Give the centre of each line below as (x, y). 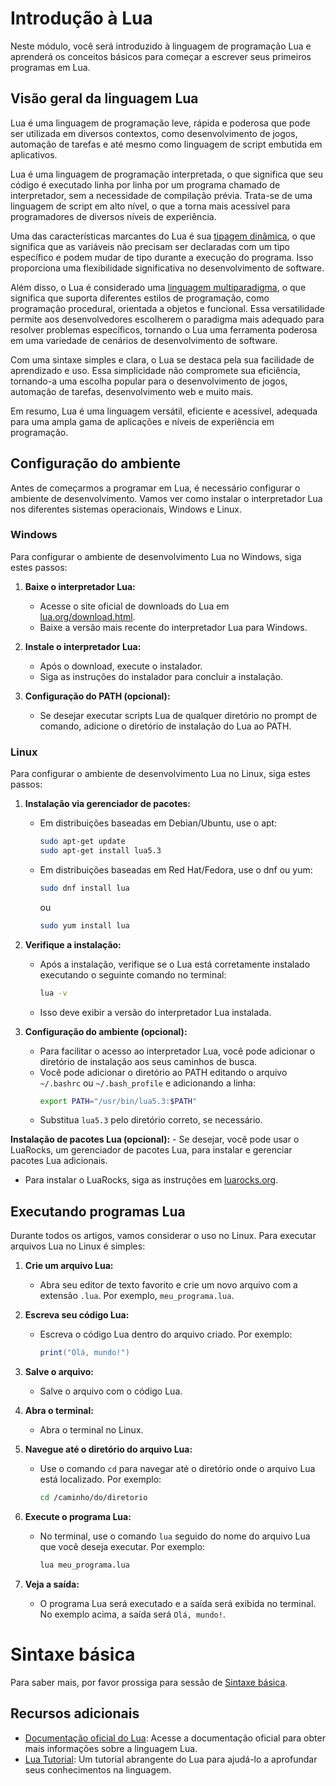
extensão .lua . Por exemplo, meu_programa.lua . (137, 1296)
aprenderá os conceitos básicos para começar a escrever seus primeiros (161, 56)
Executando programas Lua (98, 1211)
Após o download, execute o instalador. (121, 666)
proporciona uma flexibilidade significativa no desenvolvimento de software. (167, 268)
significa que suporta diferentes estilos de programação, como (140, 298)
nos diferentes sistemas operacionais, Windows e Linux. (126, 509)
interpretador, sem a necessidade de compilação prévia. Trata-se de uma (161, 195)
